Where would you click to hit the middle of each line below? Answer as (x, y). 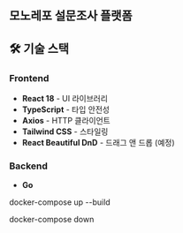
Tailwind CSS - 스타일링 (65, 132)
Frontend (29, 78)
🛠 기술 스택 (39, 48)
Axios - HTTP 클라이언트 (66, 121)
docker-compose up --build (60, 202)
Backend (29, 166)
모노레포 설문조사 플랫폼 (71, 16)
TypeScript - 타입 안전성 (66, 109)
